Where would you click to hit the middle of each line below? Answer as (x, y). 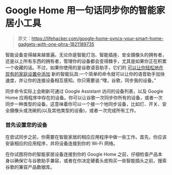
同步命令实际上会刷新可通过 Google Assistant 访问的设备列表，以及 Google (84, 91)
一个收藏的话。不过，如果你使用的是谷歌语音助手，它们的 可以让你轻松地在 (84, 68)
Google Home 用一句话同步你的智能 (81, 10)
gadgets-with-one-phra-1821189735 (56, 44)
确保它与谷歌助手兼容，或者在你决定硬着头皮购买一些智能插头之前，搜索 (90, 161)
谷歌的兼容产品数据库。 (30, 167)
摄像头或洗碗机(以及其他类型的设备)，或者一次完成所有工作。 (74, 110)
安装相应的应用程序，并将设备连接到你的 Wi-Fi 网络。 (62, 143)
